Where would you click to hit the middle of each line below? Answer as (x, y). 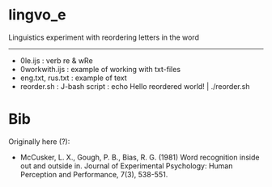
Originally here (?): (39, 141)
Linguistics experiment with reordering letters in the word (104, 37)
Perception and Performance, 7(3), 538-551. (94, 174)
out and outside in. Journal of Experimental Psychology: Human (126, 166)
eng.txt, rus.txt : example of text (73, 78)
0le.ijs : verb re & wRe (56, 60)
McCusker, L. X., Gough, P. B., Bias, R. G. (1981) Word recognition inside (140, 157)
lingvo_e (37, 15)
